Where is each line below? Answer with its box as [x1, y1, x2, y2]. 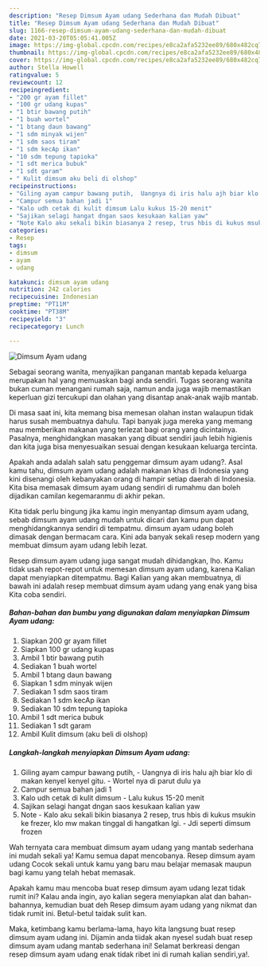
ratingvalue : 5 [9, 71, 60, 79]
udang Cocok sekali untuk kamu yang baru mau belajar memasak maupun [9, 859, 252, 869]
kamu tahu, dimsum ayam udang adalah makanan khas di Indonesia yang [9, 466, 249, 475]
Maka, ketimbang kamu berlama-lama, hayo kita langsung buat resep [9, 924, 236, 934]
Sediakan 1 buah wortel [20, 662, 98, 671]
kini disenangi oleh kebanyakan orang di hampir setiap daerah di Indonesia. [9, 474, 256, 483]
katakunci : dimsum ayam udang [9, 278, 110, 286]
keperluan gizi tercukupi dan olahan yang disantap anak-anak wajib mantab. [9, 392, 259, 402]
